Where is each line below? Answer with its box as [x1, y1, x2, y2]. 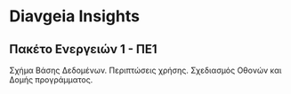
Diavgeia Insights [9, 6, 141, 27]
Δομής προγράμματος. [9, 74, 93, 85]
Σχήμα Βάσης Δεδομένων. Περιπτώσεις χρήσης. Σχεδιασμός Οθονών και [9, 65, 282, 75]
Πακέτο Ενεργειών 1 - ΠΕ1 [9, 42, 158, 57]
